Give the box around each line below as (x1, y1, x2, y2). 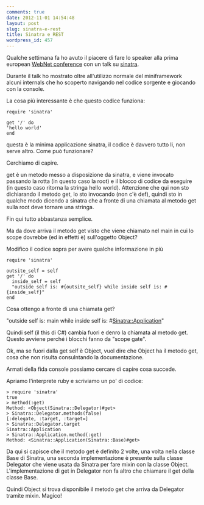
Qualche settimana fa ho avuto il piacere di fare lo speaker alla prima (6, 54, 178, 61)
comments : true (6, 9, 45, 15)
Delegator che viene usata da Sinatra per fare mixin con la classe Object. (6, 461, 189, 468)
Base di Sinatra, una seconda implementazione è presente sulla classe (6, 454, 183, 461)
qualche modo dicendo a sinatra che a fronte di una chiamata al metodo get (6, 197, 197, 204)
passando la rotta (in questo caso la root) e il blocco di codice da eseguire (6, 177, 192, 185)
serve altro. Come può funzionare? (6, 148, 94, 154)
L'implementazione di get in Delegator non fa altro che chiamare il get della (6, 467, 194, 475)
